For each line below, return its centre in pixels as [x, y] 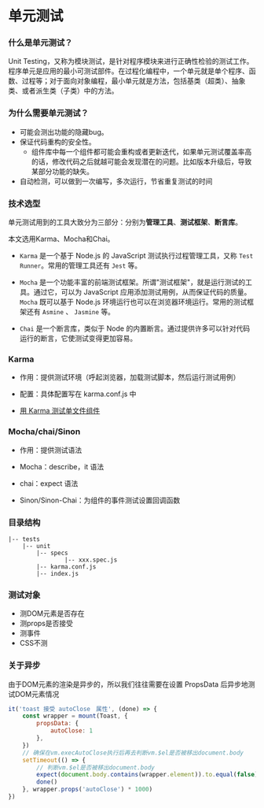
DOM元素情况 [37, 694]
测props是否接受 [46, 624]
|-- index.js [58, 573]
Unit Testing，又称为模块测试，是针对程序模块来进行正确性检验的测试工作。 [131, 61]
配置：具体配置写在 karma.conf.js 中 [78, 394]
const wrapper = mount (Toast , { [75, 716]
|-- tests [24, 539]
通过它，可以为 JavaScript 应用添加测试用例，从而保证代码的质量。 [142, 292]
